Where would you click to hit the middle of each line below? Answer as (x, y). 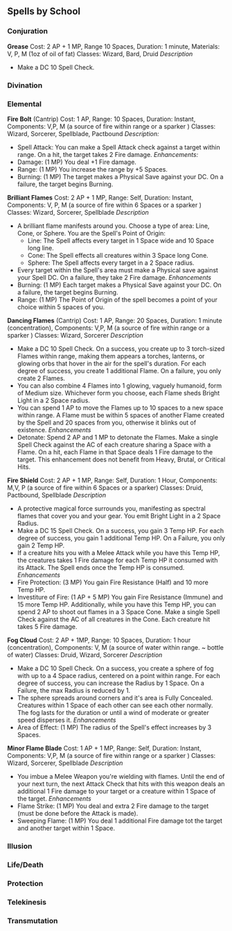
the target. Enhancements (54, 798)
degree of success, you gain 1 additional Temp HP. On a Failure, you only (121, 538)
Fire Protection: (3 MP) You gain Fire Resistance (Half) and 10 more (113, 582)
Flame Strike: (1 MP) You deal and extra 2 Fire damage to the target (113, 806)
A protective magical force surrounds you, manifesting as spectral (111, 508)
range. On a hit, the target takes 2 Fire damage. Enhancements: (108, 154)
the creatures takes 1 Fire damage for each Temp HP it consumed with (117, 560)
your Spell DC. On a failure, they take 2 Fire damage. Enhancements (114, 277)
